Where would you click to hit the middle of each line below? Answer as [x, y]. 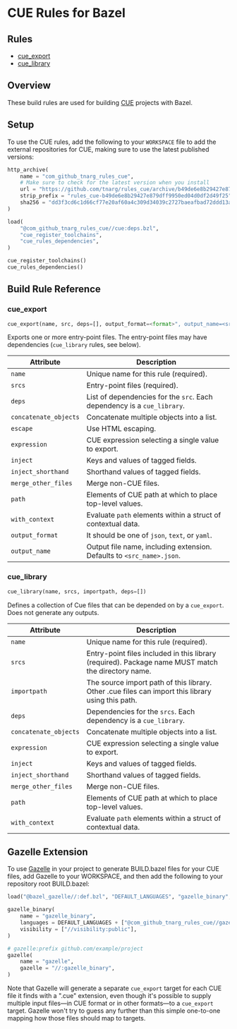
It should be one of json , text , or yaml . [150, 535]
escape [22, 429]
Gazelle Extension [48, 852]
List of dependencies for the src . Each [150, 397]
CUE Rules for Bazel [66, 13]
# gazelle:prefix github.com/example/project [75, 949]
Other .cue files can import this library [149, 691]
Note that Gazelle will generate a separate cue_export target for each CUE [115, 988]
